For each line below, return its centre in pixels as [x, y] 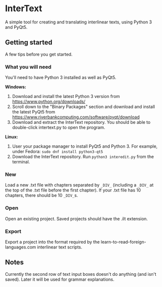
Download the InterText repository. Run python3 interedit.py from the [83, 157]
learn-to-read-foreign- [123, 242]
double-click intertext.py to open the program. [59, 128]
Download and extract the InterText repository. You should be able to [81, 122]
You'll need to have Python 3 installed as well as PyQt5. [61, 77]
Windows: [16, 87]
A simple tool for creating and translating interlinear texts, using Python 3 [79, 22]
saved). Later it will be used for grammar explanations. [60, 279]
